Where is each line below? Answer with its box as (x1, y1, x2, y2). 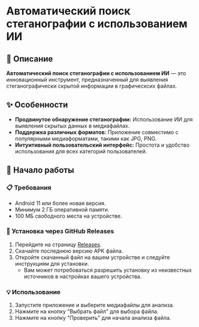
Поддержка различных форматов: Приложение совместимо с (14, 128, 179, 136)
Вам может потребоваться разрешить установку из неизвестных (23, 266, 192, 274)
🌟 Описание (6, 53, 53, 64)
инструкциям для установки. (14, 260, 89, 267)
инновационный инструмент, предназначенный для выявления (6, 76, 168, 83)
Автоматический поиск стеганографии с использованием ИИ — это (6, 70, 186, 76)
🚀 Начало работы (6, 165, 75, 176)
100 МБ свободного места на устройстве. (14, 212, 122, 219)
